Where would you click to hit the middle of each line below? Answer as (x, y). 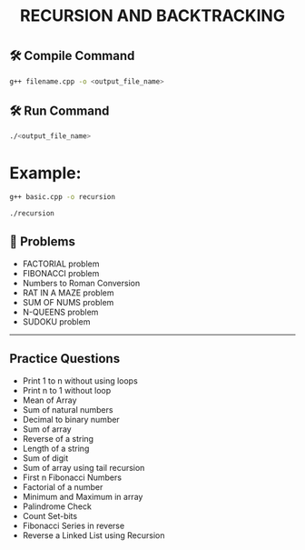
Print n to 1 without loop (67, 390)
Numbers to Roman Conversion (81, 283)
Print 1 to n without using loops (80, 380)
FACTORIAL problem (61, 264)
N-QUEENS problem (60, 312)
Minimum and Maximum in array (83, 496)
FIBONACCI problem (61, 273)
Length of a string (56, 448)
